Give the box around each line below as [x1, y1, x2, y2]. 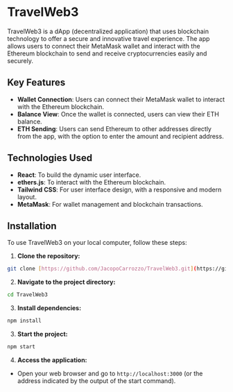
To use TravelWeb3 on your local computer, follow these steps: [7, 239, 187, 247]
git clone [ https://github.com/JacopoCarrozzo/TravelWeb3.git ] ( [7, 265, 197, 273]
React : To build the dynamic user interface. [17, 171, 141, 179]
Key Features [7, 77, 66, 89]
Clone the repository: [17, 252, 80, 260]
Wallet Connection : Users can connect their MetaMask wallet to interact [17, 95, 225, 103]
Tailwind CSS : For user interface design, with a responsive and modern [17, 185, 222, 194]
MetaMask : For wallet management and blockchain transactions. [17, 200, 203, 208]
